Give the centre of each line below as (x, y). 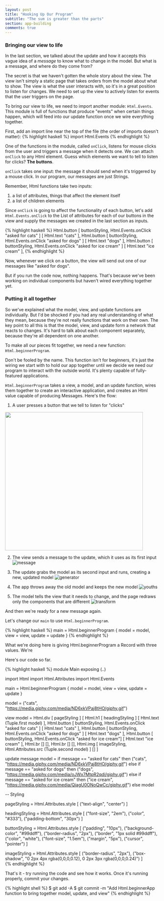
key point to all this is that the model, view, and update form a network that (80, 325)
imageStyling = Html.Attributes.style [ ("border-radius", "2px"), (68, 853)
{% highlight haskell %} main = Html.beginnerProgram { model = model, (78, 630)
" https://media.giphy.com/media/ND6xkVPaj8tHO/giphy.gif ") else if (73, 764)
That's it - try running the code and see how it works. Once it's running (77, 873)
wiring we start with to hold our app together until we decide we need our (79, 365)
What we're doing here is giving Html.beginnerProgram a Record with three (81, 645)
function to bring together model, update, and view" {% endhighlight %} (78, 893)
